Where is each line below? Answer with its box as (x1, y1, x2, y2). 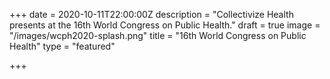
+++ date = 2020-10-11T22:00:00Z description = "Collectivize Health (9, 9, 294, 20)
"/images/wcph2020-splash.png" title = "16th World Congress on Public (9, 30, 307, 41)
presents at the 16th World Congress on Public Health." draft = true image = (9, 19, 321, 31)
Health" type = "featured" (9, 40, 116, 52)
